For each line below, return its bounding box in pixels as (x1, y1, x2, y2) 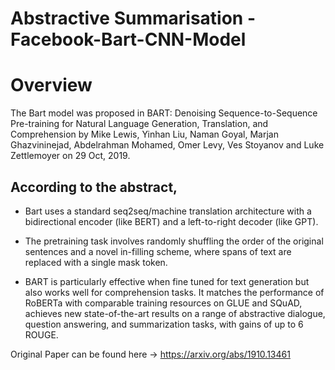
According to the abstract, (10, 178, 178, 196)
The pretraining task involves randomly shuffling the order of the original (24, 235, 324, 247)
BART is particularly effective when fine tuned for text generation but (24, 275, 310, 287)
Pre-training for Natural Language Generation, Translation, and (10, 118, 269, 130)
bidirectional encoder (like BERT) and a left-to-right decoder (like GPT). (24, 215, 319, 227)
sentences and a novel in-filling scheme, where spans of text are (24, 245, 292, 257)
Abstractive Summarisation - (10, 7, 257, 30)
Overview (10, 74, 93, 97)
